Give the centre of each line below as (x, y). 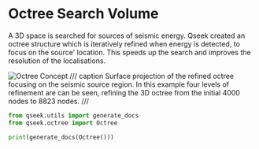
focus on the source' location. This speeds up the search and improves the (129, 52)
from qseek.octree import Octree (63, 123)
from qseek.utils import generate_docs (74, 115)
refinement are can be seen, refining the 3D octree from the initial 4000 (124, 92)
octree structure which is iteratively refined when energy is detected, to (124, 43)
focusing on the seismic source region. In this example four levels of (119, 84)
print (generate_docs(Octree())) (61, 137)
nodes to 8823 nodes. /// (48, 101)
